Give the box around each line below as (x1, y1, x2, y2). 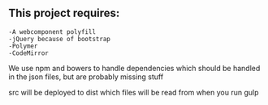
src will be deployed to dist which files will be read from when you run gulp (8, 87, 259, 97)
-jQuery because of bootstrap (8, 35, 111, 43)
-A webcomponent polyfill (8, 27, 96, 36)
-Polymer (8, 42, 38, 50)
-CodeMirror (8, 48, 49, 57)
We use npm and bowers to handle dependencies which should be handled (8, 63, 261, 73)
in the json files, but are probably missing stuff (8, 72, 164, 82)
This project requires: (8, 6, 120, 20)
